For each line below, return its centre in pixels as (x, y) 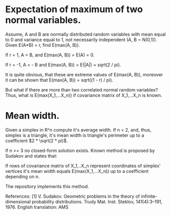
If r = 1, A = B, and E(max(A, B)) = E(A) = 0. (50, 55)
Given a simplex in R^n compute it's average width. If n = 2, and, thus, (78, 130)
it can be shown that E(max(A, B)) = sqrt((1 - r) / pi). (59, 80)
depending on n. (22, 176)
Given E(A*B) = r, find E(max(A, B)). (43, 45)
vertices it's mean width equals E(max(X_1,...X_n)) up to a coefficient (77, 171)
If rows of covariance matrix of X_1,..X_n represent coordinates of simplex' (83, 166)
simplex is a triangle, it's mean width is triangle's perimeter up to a (75, 135)
